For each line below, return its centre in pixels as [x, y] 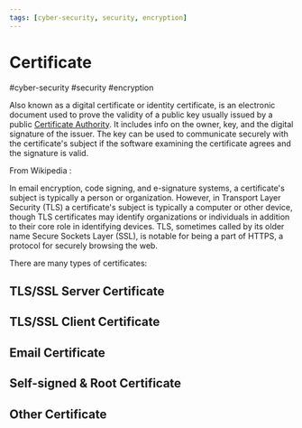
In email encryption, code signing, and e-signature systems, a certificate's [147, 188]
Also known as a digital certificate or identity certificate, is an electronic [142, 105]
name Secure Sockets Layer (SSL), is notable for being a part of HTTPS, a [146, 236]
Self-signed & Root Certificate [96, 383]
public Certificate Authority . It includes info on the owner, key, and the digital [151, 124]
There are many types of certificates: [78, 263]
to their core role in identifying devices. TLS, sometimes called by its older [147, 226]
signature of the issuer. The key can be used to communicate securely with [149, 134]
